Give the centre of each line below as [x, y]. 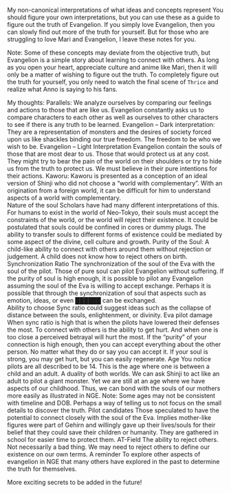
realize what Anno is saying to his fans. [63, 89]
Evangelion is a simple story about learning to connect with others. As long [113, 60]
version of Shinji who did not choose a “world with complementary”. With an [115, 183]
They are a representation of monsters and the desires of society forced [109, 132]
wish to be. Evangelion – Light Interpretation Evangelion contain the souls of [114, 147]
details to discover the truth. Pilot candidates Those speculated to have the [113, 410]
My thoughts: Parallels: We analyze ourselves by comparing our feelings [109, 102]
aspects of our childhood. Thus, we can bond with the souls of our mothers [114, 388]
